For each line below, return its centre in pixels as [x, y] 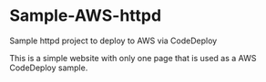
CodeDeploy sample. [49, 68]
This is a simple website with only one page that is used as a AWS [133, 58]
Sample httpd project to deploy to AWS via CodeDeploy [113, 41]
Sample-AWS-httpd [86, 16]
